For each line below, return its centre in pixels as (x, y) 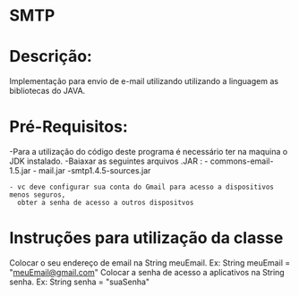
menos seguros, (38, 195)
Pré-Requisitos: (68, 127)
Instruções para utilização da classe (146, 238)
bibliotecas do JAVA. (47, 91)
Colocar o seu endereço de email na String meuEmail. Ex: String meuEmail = (150, 263)
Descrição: (51, 57)
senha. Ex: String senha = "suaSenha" (80, 282)
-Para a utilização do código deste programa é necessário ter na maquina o (149, 152)
